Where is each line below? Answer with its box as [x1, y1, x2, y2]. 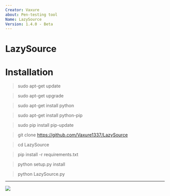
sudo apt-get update [17, 83, 61, 89]
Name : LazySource [5, 17, 42, 22]
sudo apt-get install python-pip [17, 112, 82, 119]
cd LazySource [17, 142, 50, 148]
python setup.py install [17, 161, 66, 167]
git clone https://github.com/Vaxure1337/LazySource [17, 132, 128, 138]
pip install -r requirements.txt [17, 152, 78, 158]
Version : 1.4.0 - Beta [5, 21, 53, 27]
